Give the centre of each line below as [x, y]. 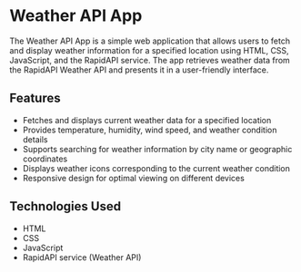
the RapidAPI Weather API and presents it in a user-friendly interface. [139, 70]
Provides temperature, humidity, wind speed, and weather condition [150, 130]
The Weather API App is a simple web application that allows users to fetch [150, 41]
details [35, 139]
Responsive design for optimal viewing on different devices [134, 178]
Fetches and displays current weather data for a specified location [147, 120]
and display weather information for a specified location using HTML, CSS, [149, 50]
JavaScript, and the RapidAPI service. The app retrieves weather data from [150, 60]
